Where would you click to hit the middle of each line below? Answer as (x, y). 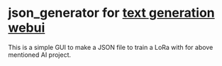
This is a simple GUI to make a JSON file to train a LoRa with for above (111, 47)
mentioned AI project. (40, 55)
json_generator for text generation (111, 13)
